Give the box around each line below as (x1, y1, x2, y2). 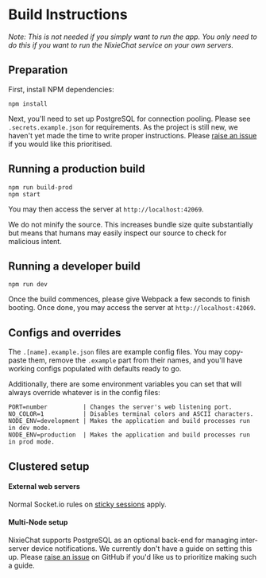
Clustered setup (8, 460, 90, 473)
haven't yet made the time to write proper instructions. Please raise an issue (8, 130, 257, 140)
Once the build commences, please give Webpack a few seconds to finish (8, 294, 251, 304)
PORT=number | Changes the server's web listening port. (8, 403, 233, 411)
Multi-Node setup (8, 518, 68, 527)
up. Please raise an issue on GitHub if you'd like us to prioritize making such (8, 552, 256, 561)
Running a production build (8, 162, 145, 176)
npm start (8, 190, 41, 198)
